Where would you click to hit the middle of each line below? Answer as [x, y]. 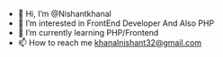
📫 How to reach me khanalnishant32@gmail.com [110, 43]
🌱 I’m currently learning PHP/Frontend [88, 33]
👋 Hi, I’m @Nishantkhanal [65, 14]
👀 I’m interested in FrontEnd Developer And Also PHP [116, 23]
